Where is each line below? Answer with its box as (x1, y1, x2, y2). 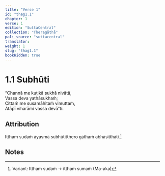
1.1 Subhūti (5, 74, 50, 85)
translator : (5, 39, 29, 44)
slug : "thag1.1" (5, 48, 38, 53)
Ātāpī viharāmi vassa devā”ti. (5, 106, 64, 112)
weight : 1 (5, 44, 26, 49)
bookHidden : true (5, 52, 41, 58)
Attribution (5, 120, 39, 128)
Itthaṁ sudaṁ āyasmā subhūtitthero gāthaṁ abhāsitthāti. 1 (5, 133, 122, 140)
